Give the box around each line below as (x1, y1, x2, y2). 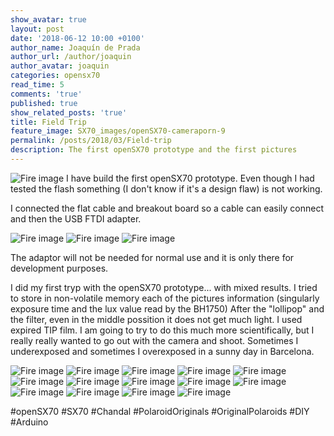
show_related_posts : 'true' (10, 107, 128, 118)
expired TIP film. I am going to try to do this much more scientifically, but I (10, 324, 315, 336)
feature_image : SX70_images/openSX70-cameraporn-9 (10, 126, 226, 136)
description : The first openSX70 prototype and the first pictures (10, 145, 298, 155)
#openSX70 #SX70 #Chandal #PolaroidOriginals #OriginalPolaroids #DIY (10, 405, 310, 417)
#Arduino (10, 416, 49, 428)
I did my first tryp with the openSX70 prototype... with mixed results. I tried (10, 281, 318, 293)
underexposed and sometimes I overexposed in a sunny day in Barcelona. (10, 345, 315, 357)
